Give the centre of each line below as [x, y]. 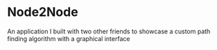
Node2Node [43, 12]
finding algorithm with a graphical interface [69, 38]
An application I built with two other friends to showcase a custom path [109, 31]
